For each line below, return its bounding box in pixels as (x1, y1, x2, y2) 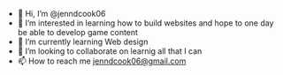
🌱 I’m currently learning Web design (17, 36, 149, 47)
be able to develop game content (17, 27, 139, 37)
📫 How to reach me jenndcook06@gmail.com (17, 56, 187, 66)
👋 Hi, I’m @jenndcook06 (17, 9, 106, 19)
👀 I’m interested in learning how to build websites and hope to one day (17, 18, 274, 28)
